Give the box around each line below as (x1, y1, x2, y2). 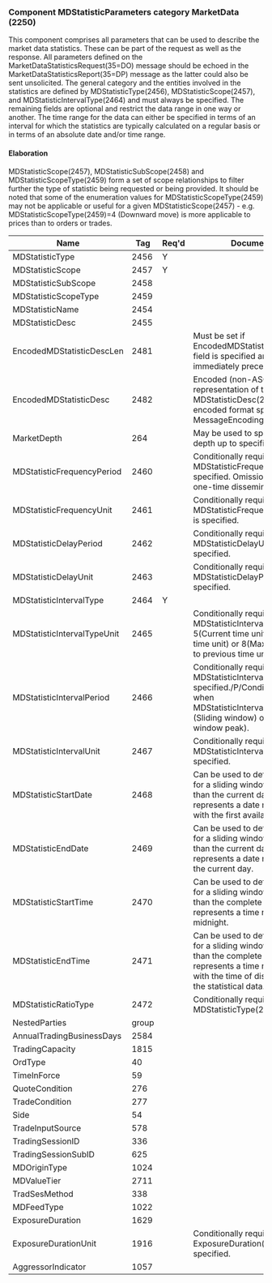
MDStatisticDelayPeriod (12, 537, 103, 549)
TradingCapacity (12, 1043, 76, 1054)
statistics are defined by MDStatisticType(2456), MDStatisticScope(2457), (8, 87, 256, 96)
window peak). (193, 722, 249, 733)
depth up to (193, 437, 237, 448)
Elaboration (8, 148, 49, 158)
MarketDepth (12, 432, 63, 443)
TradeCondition (12, 1096, 72, 1107)
